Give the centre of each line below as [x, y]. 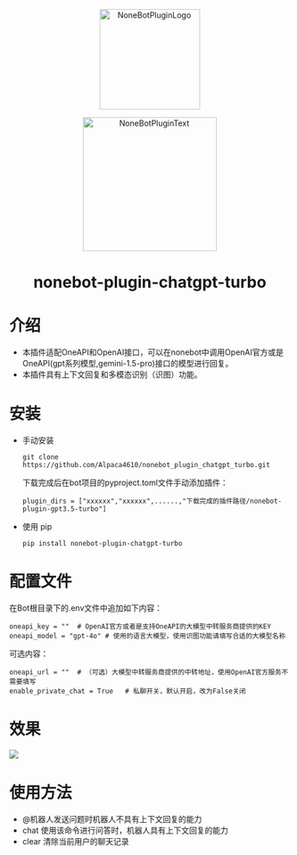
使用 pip [37, 527]
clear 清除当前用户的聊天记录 [75, 841]
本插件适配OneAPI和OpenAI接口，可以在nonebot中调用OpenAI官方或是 [153, 352]
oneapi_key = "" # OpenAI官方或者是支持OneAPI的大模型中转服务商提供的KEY [140, 627]
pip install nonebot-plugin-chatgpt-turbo [102, 544]
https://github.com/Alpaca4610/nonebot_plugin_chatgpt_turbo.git [146, 465]
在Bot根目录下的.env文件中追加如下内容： [86, 608]
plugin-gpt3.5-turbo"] [64, 509]
